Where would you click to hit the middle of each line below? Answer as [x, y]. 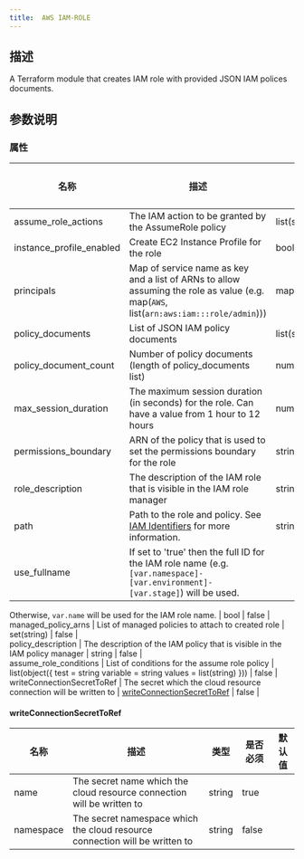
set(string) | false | [44, 635]
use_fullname [42, 573]
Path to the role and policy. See [195, 515]
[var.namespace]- [166, 574]
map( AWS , [148, 302]
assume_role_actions [59, 222]
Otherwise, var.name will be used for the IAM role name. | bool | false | [140, 616]
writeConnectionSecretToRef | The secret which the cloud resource [135, 682]
